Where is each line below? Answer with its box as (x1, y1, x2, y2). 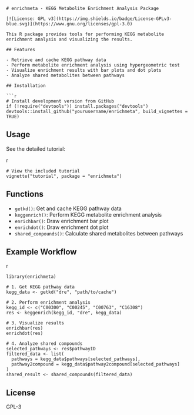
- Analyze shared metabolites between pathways (6, 72, 125, 78)
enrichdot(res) (6, 330, 44, 337)
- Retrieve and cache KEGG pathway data (6, 57, 107, 63)
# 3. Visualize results (6, 320, 65, 326)
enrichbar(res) (6, 326, 44, 331)
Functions (6, 189, 44, 200)
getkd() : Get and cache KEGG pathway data (14, 205, 122, 212)
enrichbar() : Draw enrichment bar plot (14, 217, 109, 224)
